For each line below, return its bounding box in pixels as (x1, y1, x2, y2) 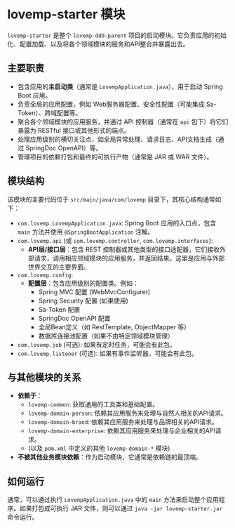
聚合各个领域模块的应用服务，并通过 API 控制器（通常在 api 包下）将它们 (17, 117, 229, 126)
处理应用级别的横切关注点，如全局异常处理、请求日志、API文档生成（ (17, 135, 219, 143)
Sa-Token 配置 (38, 305, 81, 313)
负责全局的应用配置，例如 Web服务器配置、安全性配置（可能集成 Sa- (17, 100, 217, 108)
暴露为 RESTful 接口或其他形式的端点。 (17, 126, 130, 134)
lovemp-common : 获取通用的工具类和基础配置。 (27, 400, 159, 409)
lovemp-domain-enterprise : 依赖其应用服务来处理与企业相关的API (27, 426, 215, 435)
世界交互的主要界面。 (27, 263, 90, 271)
